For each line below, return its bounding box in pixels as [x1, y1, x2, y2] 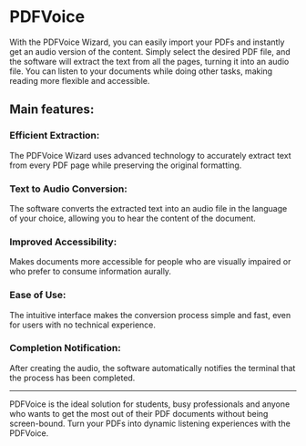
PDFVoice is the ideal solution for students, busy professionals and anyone [9, 399, 291, 410]
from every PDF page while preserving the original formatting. [9, 160, 242, 171]
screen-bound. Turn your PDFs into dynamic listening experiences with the [9, 418, 291, 429]
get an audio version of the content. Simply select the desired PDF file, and [9, 46, 291, 57]
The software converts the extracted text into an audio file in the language [9, 202, 288, 213]
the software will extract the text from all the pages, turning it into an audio [9, 56, 290, 67]
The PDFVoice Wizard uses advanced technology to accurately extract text [9, 150, 291, 161]
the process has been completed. [9, 372, 136, 383]
